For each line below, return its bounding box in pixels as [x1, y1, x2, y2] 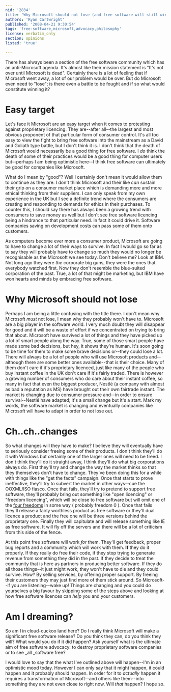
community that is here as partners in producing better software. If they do [5, 561, 162, 567]
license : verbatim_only [5, 31, 56, 36]
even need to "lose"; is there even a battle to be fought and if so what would [5, 80, 165, 87]
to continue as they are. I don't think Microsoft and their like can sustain [5, 179, 156, 185]
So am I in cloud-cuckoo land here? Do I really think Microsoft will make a [5, 627, 159, 634]
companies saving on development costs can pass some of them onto [5, 223, 153, 229]
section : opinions [5, 36, 44, 41]
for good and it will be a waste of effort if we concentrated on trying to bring [5, 326, 165, 333]
